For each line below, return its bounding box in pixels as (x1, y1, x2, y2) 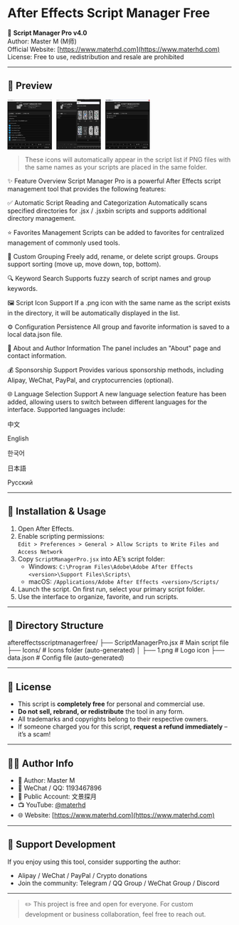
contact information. (7, 351, 67, 360)
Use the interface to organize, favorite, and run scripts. (17, 592, 179, 601)
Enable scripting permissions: (17, 532, 105, 540)
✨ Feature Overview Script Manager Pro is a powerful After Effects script (7, 176, 221, 185)
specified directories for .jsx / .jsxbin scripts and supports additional (7, 206, 207, 215)
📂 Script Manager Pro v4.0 (7, 28, 87, 37)
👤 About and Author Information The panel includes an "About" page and (7, 344, 221, 352)
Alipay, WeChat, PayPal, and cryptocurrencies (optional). (7, 376, 174, 384)
